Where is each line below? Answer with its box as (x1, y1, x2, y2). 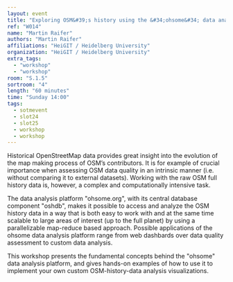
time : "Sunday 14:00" (7, 94, 70, 101)
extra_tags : (7, 55, 42, 62)
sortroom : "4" (7, 81, 49, 88)
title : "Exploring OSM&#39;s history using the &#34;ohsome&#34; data (7, 17, 216, 24)
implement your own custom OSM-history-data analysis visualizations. (7, 267, 209, 275)
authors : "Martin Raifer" (7, 36, 82, 43)
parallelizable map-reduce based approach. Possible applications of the (7, 224, 213, 232)
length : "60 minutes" (7, 87, 70, 94)
